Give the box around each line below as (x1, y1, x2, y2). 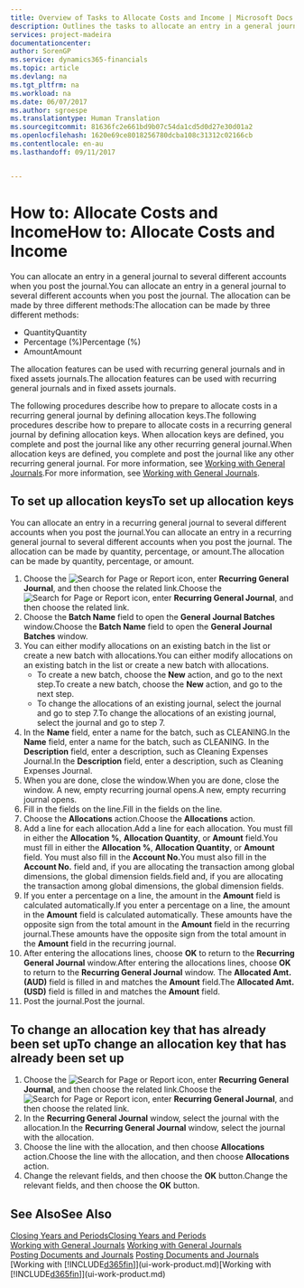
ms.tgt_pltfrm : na (10, 80, 79, 89)
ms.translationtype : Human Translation (10, 114, 161, 123)
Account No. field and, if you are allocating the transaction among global (23, 861, 295, 872)
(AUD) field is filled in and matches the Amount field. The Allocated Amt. (23, 977, 294, 988)
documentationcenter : (10, 38, 92, 48)
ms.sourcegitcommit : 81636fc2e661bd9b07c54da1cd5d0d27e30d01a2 (10, 123, 253, 132)
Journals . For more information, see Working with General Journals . (10, 467, 261, 478)
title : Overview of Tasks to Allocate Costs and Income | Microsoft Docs (10, 13, 294, 23)
